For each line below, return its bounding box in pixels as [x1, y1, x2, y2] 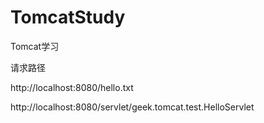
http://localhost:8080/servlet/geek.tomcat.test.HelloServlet [10, 101, 255, 113]
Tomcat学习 [10, 40, 60, 52]
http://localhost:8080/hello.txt [10, 81, 134, 93]
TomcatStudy [10, 6, 126, 29]
